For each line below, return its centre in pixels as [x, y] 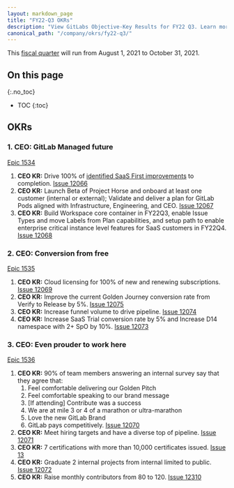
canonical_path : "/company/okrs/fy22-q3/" [70, 33]
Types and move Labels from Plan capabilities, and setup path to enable [120, 220]
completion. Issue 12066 [53, 183]
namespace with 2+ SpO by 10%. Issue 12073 [83, 327]
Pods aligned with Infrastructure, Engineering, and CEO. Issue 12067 [115, 205]
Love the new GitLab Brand [67, 418]
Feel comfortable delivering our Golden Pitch [92, 388]
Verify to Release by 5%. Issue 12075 [70, 304]
